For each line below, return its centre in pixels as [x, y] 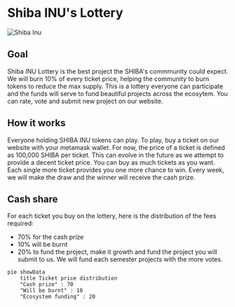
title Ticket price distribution [69, 278]
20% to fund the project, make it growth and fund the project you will [117, 252]
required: [20, 224]
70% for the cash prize [51, 237]
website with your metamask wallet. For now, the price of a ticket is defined [116, 147]
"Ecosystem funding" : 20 [58, 297]
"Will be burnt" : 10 [51, 291]
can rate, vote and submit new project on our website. [85, 101]
